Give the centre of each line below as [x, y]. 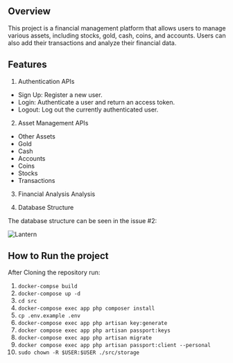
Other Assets [37, 136]
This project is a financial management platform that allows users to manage [117, 28]
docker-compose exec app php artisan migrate [85, 338]
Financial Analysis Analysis [57, 194]
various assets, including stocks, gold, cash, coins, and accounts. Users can [117, 35]
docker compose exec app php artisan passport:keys [94, 331]
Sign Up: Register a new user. [60, 95]
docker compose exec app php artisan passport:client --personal [114, 346]
